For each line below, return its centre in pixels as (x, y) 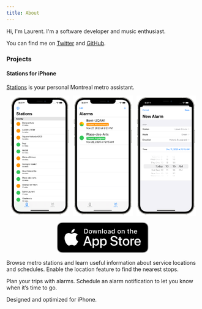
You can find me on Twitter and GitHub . (56, 43)
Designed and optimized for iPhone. (51, 300)
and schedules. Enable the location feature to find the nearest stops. (92, 269)
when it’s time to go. (32, 288)
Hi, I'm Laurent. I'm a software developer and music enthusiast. (86, 31)
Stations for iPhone (31, 74)
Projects (19, 59)
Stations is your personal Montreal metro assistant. (70, 87)
